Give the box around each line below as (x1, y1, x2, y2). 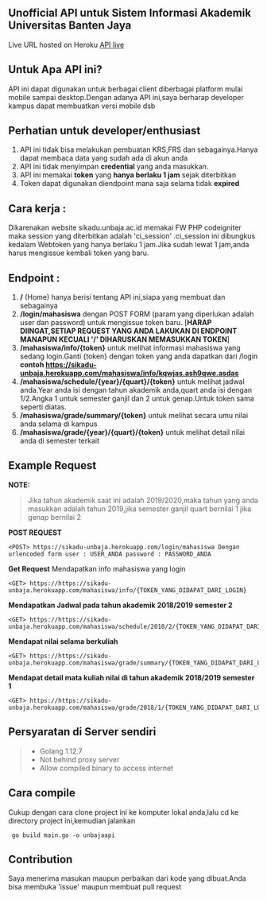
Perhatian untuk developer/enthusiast (8, 124, 201, 138)
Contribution (8, 852, 73, 866)
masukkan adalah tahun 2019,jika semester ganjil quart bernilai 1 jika (27, 504, 252, 513)
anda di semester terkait (19, 436, 99, 446)
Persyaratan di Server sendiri (8, 725, 157, 738)
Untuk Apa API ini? (8, 63, 103, 76)
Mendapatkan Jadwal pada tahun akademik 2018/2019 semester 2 (8, 600, 233, 610)
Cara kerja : (8, 202, 67, 215)
